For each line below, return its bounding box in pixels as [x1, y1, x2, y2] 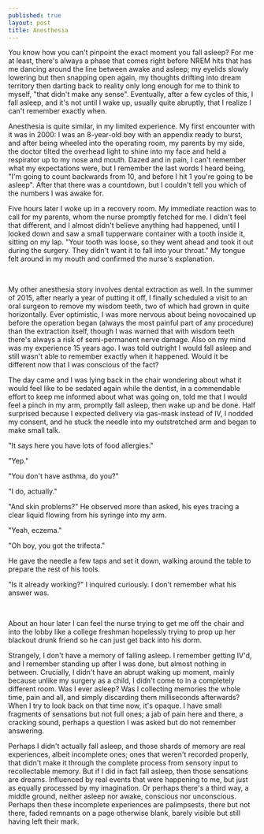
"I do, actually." [8, 486, 58, 497]
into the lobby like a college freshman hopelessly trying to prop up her [8, 627, 236, 637]
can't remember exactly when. [8, 106, 108, 116]
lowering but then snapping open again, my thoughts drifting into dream [8, 73, 242, 83]
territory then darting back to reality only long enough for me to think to [8, 81, 240, 91]
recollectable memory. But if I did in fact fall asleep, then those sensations [8, 766, 248, 776]
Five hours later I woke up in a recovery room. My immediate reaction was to [8, 204, 257, 214]
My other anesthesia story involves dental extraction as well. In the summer [8, 285, 254, 294]
